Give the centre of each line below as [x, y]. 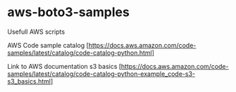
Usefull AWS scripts [36, 32]
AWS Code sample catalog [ [48, 45]
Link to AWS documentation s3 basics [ [64, 66]
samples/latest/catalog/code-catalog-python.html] [81, 53]
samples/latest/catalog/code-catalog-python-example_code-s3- [101, 74]
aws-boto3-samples [69, 12]
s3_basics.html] [30, 81]
